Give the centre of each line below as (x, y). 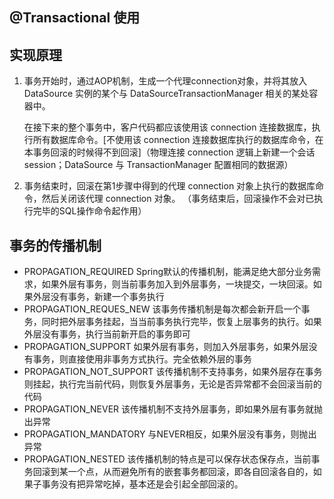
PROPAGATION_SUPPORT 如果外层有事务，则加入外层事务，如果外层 (166, 347)
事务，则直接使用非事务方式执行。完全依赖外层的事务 (142, 359)
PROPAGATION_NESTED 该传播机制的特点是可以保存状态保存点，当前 (167, 459)
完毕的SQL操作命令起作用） (89, 211)
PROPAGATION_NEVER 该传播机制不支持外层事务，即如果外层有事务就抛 (173, 409)
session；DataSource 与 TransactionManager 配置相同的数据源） (158, 165)
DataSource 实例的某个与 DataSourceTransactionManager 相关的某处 (166, 94)
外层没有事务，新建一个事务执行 (98, 297)
